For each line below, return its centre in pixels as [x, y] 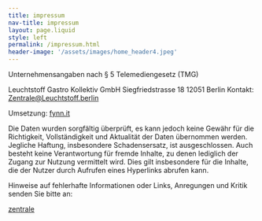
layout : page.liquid [42, 30]
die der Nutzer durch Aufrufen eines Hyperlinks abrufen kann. [109, 170]
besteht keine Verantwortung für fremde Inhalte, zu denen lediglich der [123, 153]
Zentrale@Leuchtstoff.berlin [54, 98]
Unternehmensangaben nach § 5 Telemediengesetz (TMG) [103, 74]
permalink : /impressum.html [54, 45]
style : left [28, 37]
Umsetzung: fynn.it [39, 113]
